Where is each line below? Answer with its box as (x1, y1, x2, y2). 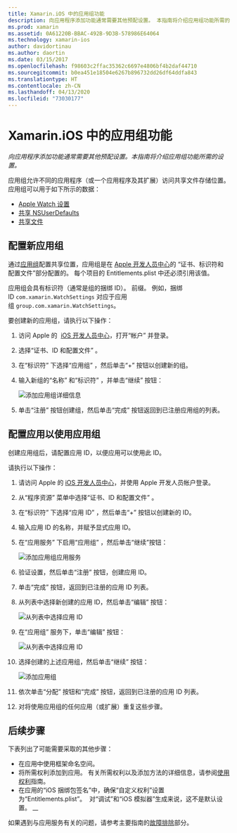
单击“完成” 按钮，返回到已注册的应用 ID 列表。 (18, 583, 153, 591)
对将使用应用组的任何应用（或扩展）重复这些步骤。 (18, 702, 167, 711)
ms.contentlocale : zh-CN (8, 82, 81, 89)
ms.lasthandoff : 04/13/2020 (8, 89, 91, 96)
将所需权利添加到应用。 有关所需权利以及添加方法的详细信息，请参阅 (18, 768, 217, 777)
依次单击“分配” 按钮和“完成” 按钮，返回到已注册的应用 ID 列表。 (18, 687, 203, 696)
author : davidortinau (8, 43, 72, 50)
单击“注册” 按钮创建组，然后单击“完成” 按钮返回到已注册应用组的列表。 (18, 406, 224, 414)
